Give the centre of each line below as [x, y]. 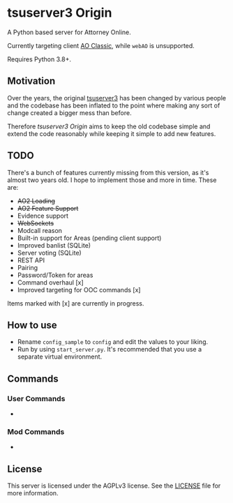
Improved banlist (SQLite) [54, 245]
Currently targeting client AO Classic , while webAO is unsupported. [101, 45]
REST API [31, 260]
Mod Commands [36, 432]
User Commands [36, 398]
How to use [32, 325]
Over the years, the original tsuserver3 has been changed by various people [117, 98]
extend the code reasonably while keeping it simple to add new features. [112, 133]
